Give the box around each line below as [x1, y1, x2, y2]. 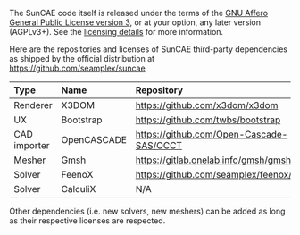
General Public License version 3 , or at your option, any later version [9, 17, 262, 28]
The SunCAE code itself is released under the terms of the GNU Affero [9, 8, 269, 18]
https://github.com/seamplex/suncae [9, 63, 146, 73]
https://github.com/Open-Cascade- [135, 129, 288, 140]
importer [13, 139, 50, 151]
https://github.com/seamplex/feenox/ [135, 169, 292, 180]
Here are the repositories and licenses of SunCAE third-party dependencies [9, 44, 288, 55]
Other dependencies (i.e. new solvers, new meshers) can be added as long [9, 206, 286, 216]
